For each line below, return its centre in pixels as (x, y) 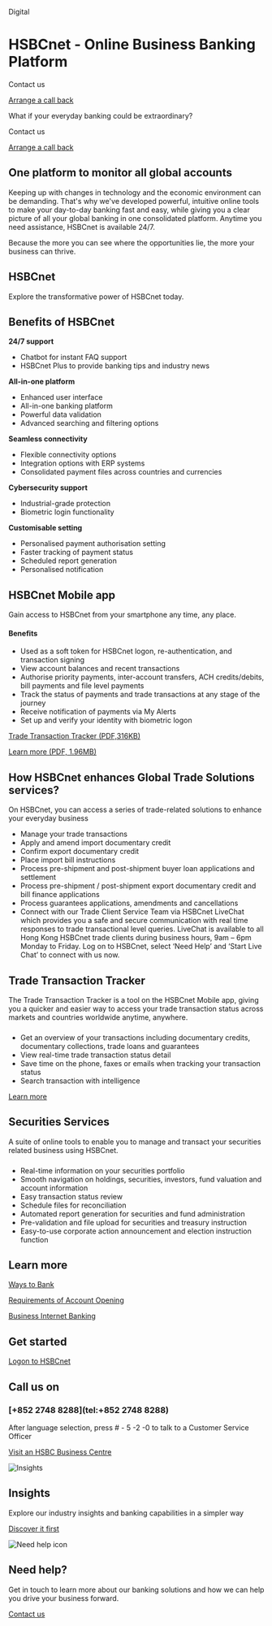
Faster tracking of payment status (77, 553)
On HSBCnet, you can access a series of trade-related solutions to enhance (135, 810)
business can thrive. (42, 251)
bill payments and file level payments (82, 686)
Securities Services (59, 1122)
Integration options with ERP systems (82, 463)
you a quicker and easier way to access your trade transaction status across (136, 1009)
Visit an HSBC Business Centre (60, 1452)
